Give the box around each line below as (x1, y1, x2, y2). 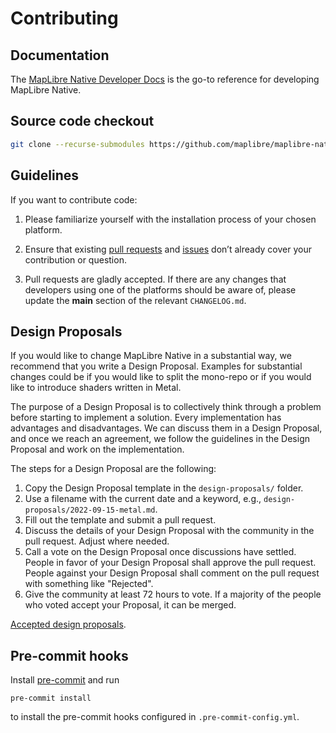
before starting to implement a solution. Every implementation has (10, 412, 282, 424)
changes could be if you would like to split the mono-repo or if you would (10, 371, 312, 383)
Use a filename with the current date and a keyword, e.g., (24, 493, 262, 505)
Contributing (10, 7, 119, 30)
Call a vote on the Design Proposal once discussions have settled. (24, 546, 297, 558)
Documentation (10, 47, 110, 64)
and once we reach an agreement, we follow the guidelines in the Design (10, 433, 310, 445)
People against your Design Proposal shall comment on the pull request (24, 567, 320, 579)
